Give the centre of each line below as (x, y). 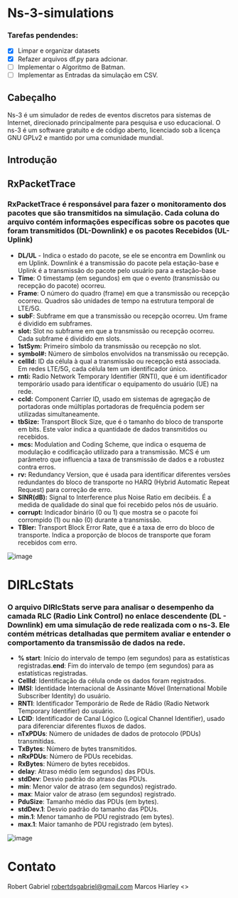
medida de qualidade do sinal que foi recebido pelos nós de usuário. (118, 504)
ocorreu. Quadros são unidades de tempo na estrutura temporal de (116, 301)
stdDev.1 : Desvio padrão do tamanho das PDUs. (88, 809)
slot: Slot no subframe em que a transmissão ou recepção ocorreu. (116, 331)
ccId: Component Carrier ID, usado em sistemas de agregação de (114, 399)
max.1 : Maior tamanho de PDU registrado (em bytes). (96, 824)
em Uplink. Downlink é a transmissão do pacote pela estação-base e (118, 263)
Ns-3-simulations (61, 13)
